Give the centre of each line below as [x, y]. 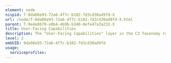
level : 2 [15, 39]
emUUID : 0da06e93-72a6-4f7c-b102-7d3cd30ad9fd [55, 43]
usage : [12, 48]
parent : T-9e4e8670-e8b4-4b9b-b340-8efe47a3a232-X [60, 24]
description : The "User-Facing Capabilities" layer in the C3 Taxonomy [83, 34]
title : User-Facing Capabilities [41, 29]
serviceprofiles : [28, 52]
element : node [20, 10]
